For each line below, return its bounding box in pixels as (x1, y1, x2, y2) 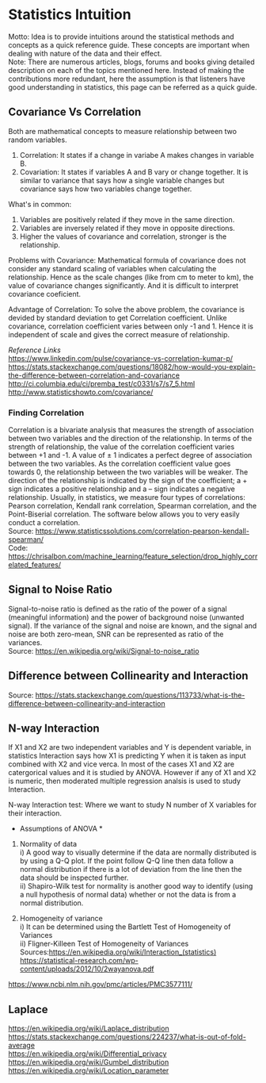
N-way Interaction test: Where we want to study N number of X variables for (8, 800, 257, 810)
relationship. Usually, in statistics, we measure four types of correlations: (8, 493, 245, 502)
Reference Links (8, 345, 61, 355)
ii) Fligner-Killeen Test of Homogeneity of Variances (19, 939, 189, 949)
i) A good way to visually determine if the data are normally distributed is (19, 847, 257, 858)
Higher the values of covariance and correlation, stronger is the (19, 232, 227, 241)
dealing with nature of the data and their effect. (8, 48, 162, 58)
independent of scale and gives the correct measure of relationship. (8, 329, 230, 339)
